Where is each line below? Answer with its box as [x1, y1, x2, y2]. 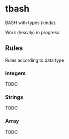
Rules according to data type [5, 57, 65, 63]
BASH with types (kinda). [5, 20, 57, 26]
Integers [5, 70, 26, 77]
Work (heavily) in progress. [5, 29, 61, 35]
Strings [5, 93, 23, 100]
